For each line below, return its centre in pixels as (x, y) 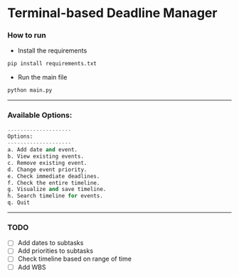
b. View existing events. (46, 157)
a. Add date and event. (43, 150)
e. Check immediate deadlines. (54, 176)
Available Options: (40, 115)
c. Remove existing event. (47, 163)
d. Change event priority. (47, 169)
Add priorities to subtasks (55, 251)
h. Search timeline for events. (55, 196)
